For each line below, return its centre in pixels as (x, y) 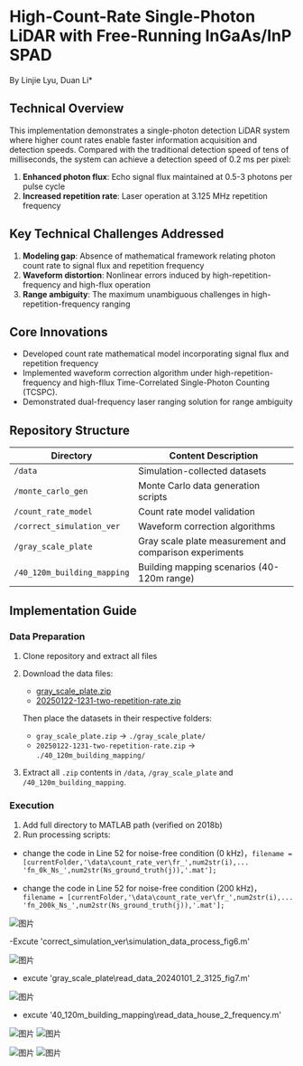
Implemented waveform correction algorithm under (117, 373)
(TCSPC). (40, 392)
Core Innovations (59, 332)
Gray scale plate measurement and (212, 542)
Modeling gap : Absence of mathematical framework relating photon (149, 256)
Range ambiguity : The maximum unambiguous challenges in (136, 294)
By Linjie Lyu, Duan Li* (51, 80)
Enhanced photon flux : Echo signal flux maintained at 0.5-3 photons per (157, 176)
